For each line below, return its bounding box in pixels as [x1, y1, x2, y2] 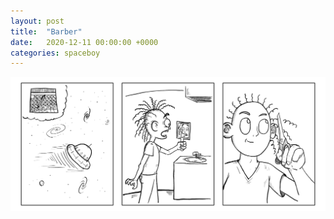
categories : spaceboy [10, 48, 101, 58]
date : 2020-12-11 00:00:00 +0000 [10, 37, 159, 47]
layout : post [10, 16, 65, 26]
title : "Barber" [10, 26, 83, 37]
